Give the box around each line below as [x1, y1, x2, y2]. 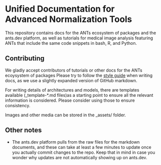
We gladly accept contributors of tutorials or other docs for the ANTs [5, 67, 143, 73]
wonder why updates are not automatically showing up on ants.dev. [12, 154, 147, 160]
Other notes [5, 126, 42, 134]
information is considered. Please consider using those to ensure [5, 97, 135, 103]
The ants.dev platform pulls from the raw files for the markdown [12, 139, 140, 145]
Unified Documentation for [5, 3, 115, 15]
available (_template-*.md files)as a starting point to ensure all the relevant [5, 92, 154, 98]
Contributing [5, 55, 45, 63]
